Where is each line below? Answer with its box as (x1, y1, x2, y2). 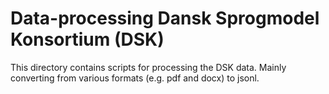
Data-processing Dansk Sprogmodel (10, 7, 320, 30)
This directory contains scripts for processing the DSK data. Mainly (10, 61, 287, 73)
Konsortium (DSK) (10, 28, 165, 51)
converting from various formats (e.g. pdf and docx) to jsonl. (10, 72, 260, 84)
